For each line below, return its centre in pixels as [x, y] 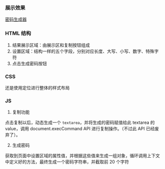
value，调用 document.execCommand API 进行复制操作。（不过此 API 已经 [80, 129]
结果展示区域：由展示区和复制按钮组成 [51, 45]
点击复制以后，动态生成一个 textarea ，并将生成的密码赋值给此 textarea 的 [80, 123]
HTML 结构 [18, 33]
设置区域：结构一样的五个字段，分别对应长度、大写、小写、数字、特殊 [83, 51]
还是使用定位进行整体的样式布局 [37, 87]
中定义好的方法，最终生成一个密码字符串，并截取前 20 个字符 [67, 162]
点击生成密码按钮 [29, 63]
